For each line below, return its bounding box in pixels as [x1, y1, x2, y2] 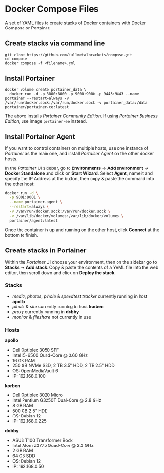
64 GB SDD [12, 453, 36, 459]
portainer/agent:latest [9, 218, 58, 223]
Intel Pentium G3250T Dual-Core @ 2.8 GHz [12, 397, 101, 403]
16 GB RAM [12, 357, 35, 363]
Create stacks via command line [5, 39, 105, 48]
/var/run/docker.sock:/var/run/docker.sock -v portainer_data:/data [5, 100, 148, 105]
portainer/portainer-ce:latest [5, 104, 69, 109]
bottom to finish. [5, 232, 38, 238]
